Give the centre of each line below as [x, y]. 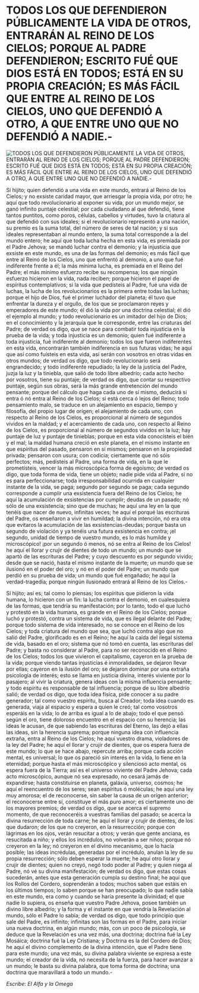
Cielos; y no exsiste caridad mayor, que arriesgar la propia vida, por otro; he [99, 196]
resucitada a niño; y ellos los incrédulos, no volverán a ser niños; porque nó [99, 840]
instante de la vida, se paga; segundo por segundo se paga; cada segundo [98, 487]
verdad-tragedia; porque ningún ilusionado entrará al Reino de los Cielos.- [97, 582]
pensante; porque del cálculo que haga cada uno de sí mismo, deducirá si [97, 392]
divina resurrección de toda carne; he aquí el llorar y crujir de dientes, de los [99, 821]
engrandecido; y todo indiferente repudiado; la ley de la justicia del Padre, [97, 367]
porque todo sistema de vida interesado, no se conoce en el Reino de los [95, 624]
